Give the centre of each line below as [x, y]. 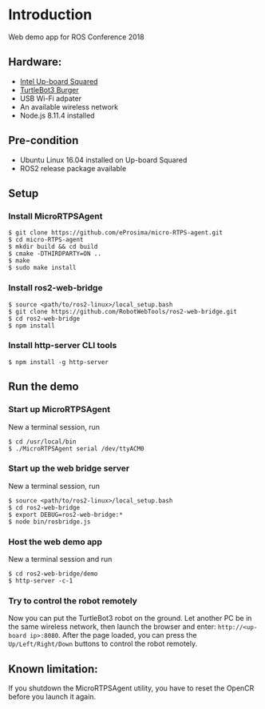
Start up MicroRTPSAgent [59, 410]
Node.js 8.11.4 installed [57, 115]
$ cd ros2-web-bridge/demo [53, 574]
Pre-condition [44, 140]
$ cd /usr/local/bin [43, 442]
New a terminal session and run [60, 559]
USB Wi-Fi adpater [51, 98]
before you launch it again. [52, 697]
